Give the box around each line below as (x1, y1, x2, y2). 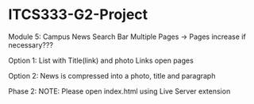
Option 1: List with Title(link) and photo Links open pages (8, 56, 194, 65)
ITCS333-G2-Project (8, 6, 148, 24)
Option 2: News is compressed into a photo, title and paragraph (8, 71, 216, 80)
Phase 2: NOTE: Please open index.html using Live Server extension (8, 86, 231, 96)
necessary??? (8, 40, 54, 49)
